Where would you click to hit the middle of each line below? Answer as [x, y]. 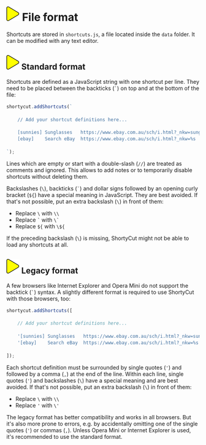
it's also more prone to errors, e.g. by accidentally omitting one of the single [102, 424]
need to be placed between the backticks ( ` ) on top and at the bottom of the [103, 88]
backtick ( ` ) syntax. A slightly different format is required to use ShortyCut [100, 292]
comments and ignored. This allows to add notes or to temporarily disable [99, 170]
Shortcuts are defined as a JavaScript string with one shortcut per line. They [103, 81]
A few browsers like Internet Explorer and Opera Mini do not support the [97, 285]
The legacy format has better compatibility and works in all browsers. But [99, 417]
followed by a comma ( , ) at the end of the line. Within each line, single [95, 374]
